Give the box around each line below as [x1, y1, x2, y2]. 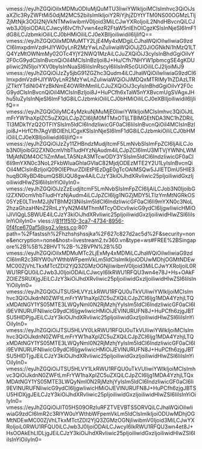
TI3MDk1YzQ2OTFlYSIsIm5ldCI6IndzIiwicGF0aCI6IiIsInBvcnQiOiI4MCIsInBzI [6, 121, 196, 128]
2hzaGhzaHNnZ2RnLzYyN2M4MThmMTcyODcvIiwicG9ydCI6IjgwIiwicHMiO [6, 205, 196, 211]
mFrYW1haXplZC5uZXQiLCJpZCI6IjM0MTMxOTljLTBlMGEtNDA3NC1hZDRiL [6, 114, 194, 122]
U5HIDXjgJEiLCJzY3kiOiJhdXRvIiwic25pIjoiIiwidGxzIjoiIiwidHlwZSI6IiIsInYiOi [6, 391, 197, 398]
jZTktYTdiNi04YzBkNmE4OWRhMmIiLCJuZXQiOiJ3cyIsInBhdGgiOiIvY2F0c [6, 82, 194, 90]
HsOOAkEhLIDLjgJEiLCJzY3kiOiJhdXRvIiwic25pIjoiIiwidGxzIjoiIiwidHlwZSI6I [6, 430, 196, 436]
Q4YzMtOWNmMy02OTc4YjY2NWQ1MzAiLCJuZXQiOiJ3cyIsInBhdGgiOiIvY [6, 50, 195, 57]
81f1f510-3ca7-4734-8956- [55, 217, 124, 224]
